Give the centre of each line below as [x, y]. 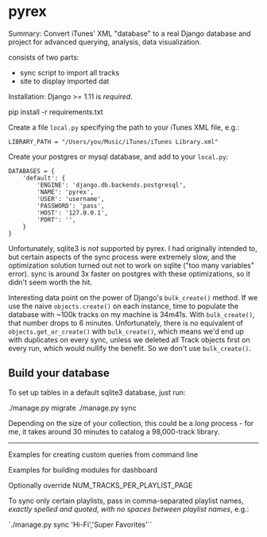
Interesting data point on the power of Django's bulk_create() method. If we [133, 297]
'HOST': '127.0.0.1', [73, 213]
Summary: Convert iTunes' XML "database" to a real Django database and [130, 33]
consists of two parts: [44, 57]
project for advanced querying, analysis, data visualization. [105, 41]
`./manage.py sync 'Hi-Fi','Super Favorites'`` [80, 524]
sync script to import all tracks [70, 72]
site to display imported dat [64, 81]
